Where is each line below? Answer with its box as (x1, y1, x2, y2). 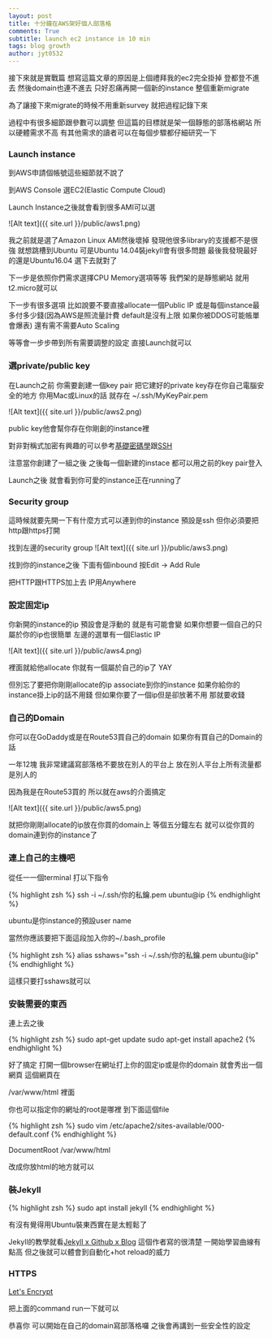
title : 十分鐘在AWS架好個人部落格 (8, 19, 112, 28)
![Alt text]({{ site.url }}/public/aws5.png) (8, 803, 142, 813)
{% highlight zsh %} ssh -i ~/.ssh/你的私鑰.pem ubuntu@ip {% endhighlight (8, 890, 261, 900)
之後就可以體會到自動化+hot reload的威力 (31, 1247, 171, 1257)
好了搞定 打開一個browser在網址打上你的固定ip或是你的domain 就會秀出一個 (8, 1060, 263, 1070)
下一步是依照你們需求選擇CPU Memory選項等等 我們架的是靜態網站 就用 (8, 273, 250, 283)
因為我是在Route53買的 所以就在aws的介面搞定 (8, 787, 166, 796)
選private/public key (8, 360, 91, 372)
